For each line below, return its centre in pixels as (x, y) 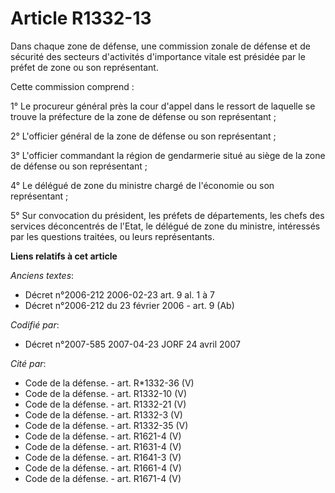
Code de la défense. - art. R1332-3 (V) (103, 414)
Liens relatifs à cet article (64, 256)
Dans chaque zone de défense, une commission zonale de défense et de (160, 46)
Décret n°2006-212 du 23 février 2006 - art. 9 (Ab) (129, 305)
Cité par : (28, 363)
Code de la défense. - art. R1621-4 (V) (103, 436)
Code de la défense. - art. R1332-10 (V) (106, 393)
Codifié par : (35, 324)
